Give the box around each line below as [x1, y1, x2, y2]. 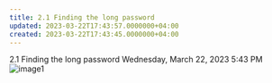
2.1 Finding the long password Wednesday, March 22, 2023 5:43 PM [9, 54, 263, 65]
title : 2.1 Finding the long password [9, 12, 155, 22]
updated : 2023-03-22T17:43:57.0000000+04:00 [9, 21, 179, 30]
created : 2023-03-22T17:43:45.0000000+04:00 [9, 29, 179, 38]
